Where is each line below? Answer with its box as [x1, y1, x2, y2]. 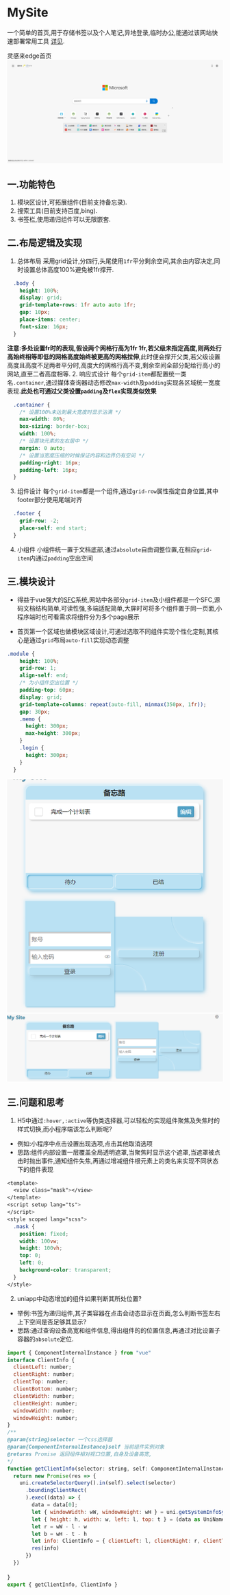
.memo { [19, 716, 41, 723]
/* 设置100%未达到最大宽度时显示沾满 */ [19, 409, 122, 416]
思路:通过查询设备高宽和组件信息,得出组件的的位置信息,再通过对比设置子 [16, 1326, 220, 1334]
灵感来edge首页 [7, 52, 52, 60]
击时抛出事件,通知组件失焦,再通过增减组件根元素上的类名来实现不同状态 [16, 1156, 219, 1165]
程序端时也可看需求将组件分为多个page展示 [16, 613, 140, 621]
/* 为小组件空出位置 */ [19, 679, 79, 686]
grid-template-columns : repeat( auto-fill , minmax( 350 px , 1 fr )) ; [19, 701, 207, 708]
